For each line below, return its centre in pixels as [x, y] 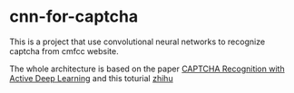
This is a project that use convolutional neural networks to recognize [137, 42]
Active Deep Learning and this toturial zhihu [92, 78]
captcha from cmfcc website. [64, 51]
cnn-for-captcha [74, 17]
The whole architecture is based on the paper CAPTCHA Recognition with [147, 69]
